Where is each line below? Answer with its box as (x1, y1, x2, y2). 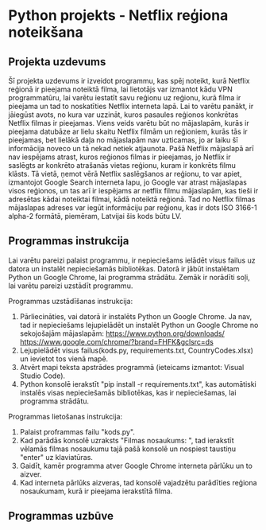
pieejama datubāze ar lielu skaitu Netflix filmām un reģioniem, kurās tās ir (8, 127, 248, 136)
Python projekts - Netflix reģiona (8, 6, 229, 25)
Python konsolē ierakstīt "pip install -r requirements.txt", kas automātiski (19, 379, 256, 388)
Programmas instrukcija (8, 234, 129, 248)
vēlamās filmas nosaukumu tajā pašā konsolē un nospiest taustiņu (19, 444, 237, 454)
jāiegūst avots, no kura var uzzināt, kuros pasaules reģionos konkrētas (8, 110, 239, 119)
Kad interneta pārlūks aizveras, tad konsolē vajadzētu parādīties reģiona (19, 477, 257, 487)
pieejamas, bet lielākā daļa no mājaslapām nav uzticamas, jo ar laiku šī (8, 135, 238, 145)
